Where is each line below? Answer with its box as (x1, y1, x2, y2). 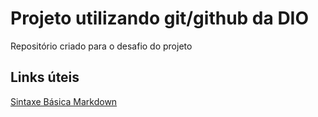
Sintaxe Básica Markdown (10, 95, 118, 107)
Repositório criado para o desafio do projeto (10, 40, 193, 52)
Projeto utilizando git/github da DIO (10, 7, 310, 30)
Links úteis (10, 69, 80, 86)
